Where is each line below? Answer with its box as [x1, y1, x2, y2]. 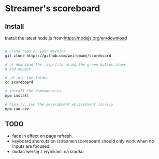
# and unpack [5, 67, 31, 71]
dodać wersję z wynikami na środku [12, 148, 84, 154]
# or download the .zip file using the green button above [5, 62, 127, 67]
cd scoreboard [5, 80, 34, 85]
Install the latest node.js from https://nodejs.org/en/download [5, 35, 127, 41]
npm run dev [5, 106, 29, 111]
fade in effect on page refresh [12, 133, 72, 139]
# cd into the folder [5, 75, 49, 80]
